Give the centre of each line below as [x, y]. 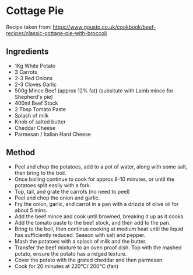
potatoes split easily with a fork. [53, 185]
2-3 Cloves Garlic [36, 84]
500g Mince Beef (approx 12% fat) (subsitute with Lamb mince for [94, 90]
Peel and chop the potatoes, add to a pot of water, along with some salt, [101, 166]
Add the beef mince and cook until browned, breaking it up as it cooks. [99, 216]
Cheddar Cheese [35, 128]
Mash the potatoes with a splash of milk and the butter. [80, 241]
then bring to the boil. [40, 173]
